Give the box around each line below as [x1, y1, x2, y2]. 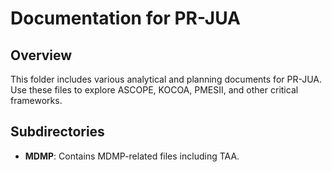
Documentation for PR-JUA [10, 7, 242, 30]
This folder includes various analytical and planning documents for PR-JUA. [10, 73, 323, 85]
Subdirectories [10, 123, 105, 141]
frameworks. [10, 95, 63, 106]
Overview [10, 47, 73, 64]
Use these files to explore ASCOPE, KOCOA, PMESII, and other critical [10, 84, 299, 96]
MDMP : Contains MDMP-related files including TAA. [24, 150, 240, 162]
